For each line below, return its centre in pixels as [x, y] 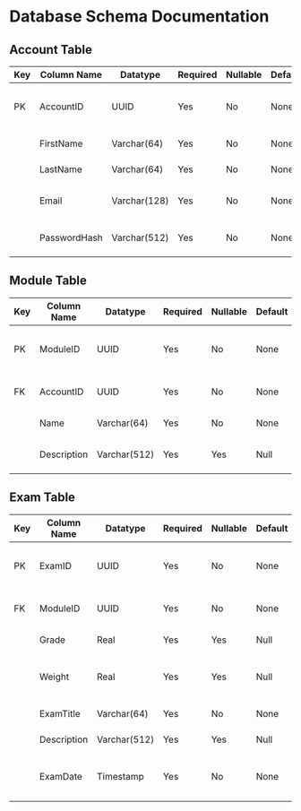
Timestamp [121, 776]
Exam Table [43, 498]
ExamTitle [60, 713]
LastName [60, 169]
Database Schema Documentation [139, 17]
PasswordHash [71, 237]
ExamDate [61, 776]
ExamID [55, 565]
